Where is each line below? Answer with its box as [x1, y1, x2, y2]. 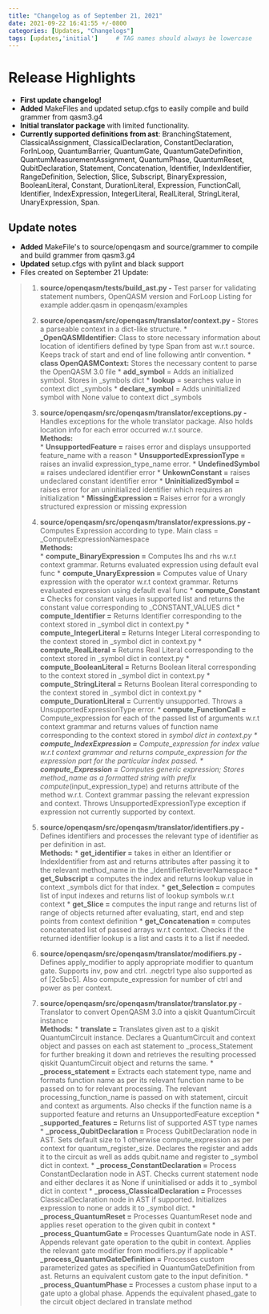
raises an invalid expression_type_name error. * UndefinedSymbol [39, 459, 260, 468]
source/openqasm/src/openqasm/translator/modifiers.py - [39, 949, 243, 959]
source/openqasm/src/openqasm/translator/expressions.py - [39, 517, 251, 526]
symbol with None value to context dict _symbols [39, 392, 203, 402]
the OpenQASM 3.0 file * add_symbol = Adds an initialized [39, 367, 234, 376]
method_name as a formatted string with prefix [39, 773, 196, 782]
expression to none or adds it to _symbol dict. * [39, 1203, 196, 1212]
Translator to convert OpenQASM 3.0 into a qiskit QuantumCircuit [39, 1008, 256, 1016]
